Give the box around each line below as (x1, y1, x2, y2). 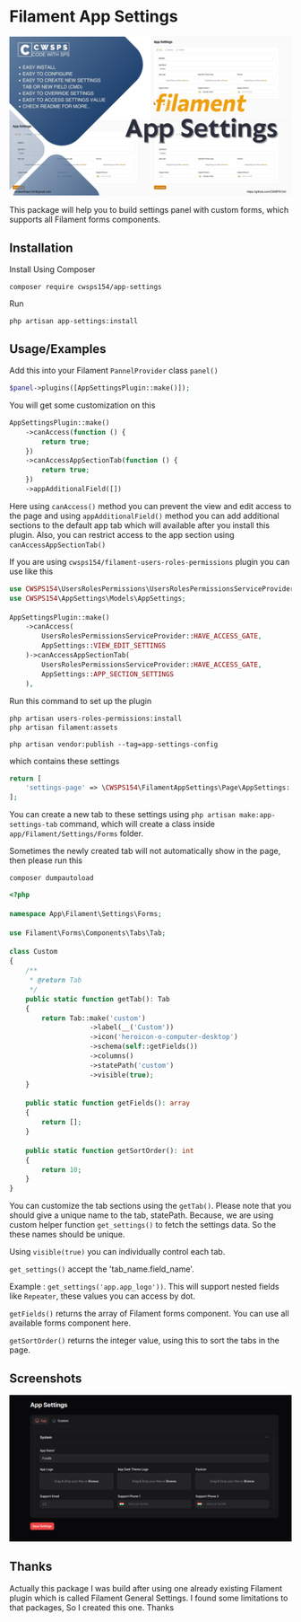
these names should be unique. (9, 1229, 125, 1240)
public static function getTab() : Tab (25, 994, 170, 1003)
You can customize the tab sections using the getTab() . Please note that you (9, 1201, 292, 1212)
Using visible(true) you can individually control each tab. (9, 1247, 226, 1257)
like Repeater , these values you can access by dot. (9, 1291, 195, 1301)
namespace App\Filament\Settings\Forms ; (9, 909, 163, 918)
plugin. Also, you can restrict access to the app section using (9, 529, 235, 540)
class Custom (9, 948, 58, 956)
